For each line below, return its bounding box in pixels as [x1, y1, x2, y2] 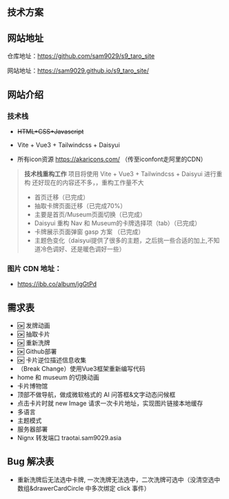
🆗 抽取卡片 [17, 330, 50, 338]
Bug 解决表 [7, 455, 54, 468]
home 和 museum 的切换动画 [17, 373, 100, 382]
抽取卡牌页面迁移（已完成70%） [34, 201, 126, 209]
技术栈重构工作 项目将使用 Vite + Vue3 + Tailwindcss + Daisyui [23, 169, 203, 178]
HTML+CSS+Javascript [17, 127, 84, 135]
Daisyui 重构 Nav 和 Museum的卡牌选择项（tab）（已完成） [34, 218, 201, 227]
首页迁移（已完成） [34, 193, 90, 201]
